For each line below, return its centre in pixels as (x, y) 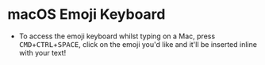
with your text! (42, 52)
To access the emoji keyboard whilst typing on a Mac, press (117, 36)
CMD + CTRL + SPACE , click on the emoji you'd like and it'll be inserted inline (138, 44)
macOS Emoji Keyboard (86, 14)
